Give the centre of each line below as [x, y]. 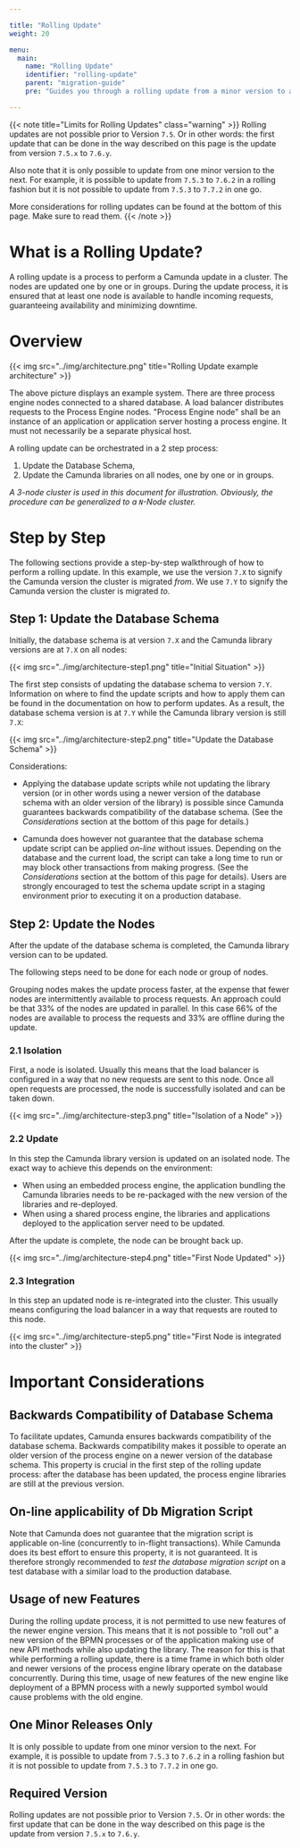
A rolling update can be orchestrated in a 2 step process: [114, 448]
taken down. [32, 1098]
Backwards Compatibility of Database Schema [142, 1415]
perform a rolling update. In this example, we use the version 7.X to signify [146, 571]
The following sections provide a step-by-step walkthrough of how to [137, 562]
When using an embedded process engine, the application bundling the [154, 1185]
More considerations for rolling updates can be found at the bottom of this [146, 206]
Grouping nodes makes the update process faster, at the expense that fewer [150, 990]
